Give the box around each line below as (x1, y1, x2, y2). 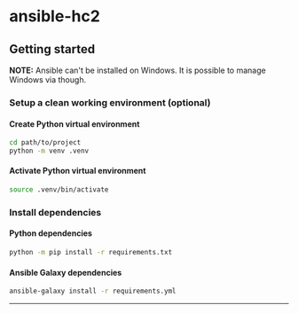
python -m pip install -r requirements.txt (9, 248, 173, 257)
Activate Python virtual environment (9, 166, 146, 176)
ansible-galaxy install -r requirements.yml (9, 286, 176, 296)
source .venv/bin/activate (9, 185, 109, 194)
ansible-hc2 (9, 6, 100, 27)
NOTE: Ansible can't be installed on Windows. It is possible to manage (9, 65, 266, 75)
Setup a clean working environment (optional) (9, 96, 211, 108)
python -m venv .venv (9, 146, 90, 155)
